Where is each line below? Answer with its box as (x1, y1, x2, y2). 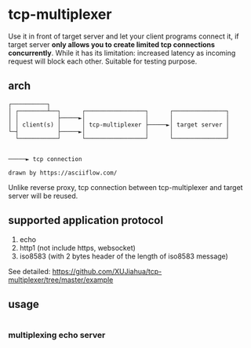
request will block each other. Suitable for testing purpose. (8, 57, 198, 66)
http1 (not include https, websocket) (19, 243, 136, 252)
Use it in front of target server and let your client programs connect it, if (8, 31, 239, 41)
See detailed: (8, 266, 51, 276)
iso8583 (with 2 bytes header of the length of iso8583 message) (19, 251, 229, 261)
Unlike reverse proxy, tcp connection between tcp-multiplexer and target (8, 182, 243, 192)
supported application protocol (8, 214, 163, 227)
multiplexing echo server (8, 330, 106, 341)
